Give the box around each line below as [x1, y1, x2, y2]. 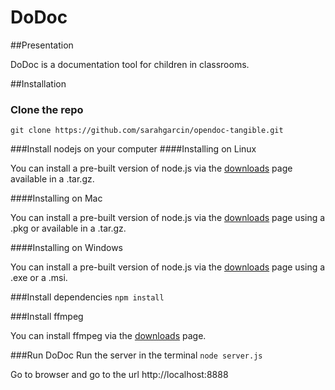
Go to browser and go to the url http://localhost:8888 [10, 369, 229, 381]
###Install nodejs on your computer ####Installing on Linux [10, 143, 257, 155]
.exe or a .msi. [10, 272, 68, 284]
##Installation [10, 77, 67, 90]
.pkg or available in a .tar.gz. [10, 222, 127, 235]
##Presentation [10, 39, 74, 51]
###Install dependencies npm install [10, 291, 165, 303]
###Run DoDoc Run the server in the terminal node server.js [10, 349, 263, 361]
